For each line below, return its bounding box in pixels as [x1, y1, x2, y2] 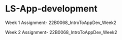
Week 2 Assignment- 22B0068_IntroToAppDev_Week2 [5, 29, 117, 35]
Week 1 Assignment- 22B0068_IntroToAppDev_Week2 [5, 19, 116, 25]
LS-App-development [5, 3, 97, 14]
